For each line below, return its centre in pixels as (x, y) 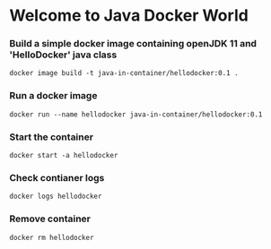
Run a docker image (53, 96)
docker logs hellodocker (56, 197)
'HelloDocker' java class (63, 55)
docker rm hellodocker (52, 237)
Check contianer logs (57, 178)
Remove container (50, 219)
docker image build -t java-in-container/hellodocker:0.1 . (124, 73)
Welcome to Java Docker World (129, 16)
